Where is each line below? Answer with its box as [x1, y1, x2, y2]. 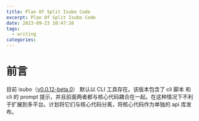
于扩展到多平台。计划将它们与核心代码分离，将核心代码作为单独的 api [6, 101, 180, 108]
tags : [6, 25, 20, 32]
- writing [11, 31, 36, 37]
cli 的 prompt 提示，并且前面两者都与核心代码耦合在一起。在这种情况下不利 [6, 93, 194, 100]
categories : [6, 37, 36, 43]
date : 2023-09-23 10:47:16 [6, 20, 74, 26]
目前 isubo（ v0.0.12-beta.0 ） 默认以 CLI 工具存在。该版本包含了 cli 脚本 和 [6, 85, 192, 93]
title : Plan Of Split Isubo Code [6, 8, 91, 15]
